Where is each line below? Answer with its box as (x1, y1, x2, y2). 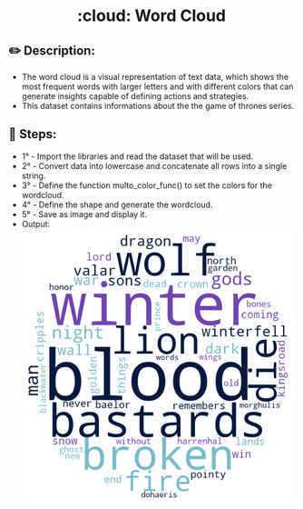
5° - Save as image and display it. (21, 208, 147, 219)
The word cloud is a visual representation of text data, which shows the (21, 72, 289, 82)
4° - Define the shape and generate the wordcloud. (21, 199, 213, 210)
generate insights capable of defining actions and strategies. (21, 91, 249, 101)
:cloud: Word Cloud (76, 5, 227, 26)
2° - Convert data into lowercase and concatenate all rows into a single (21, 160, 288, 171)
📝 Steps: (8, 126, 57, 142)
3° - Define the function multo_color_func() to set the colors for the (21, 179, 273, 191)
